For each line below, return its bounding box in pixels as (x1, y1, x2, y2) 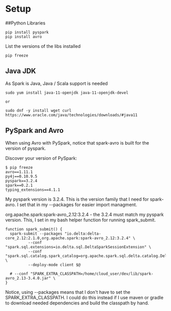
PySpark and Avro (5, 126, 64, 135)
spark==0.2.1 (5, 183, 33, 188)
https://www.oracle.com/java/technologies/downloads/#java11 (5, 112, 138, 118)
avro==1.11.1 (5, 169, 33, 175)
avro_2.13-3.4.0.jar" (5, 275, 51, 280)
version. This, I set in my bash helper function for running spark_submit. (5, 217, 156, 223)
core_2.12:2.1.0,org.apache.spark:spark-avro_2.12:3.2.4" (5, 235, 131, 241)
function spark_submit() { (5, 227, 63, 232)
